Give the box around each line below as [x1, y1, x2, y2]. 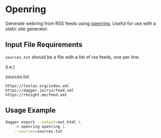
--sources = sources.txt [14, 129, 63, 134]
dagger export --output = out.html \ [5, 119, 81, 125]
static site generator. [5, 25, 48, 31]
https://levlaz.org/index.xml [5, 83, 70, 88]
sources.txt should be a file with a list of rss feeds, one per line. [5, 54, 140, 60]
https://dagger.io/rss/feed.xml [5, 88, 74, 93]
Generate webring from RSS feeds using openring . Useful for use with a [5, 20, 156, 26]
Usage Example [5, 106, 56, 115]
